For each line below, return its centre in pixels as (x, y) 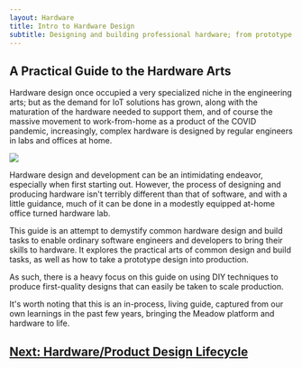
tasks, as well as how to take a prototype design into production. (129, 260)
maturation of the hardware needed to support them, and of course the (141, 112)
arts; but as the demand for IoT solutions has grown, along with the (134, 102)
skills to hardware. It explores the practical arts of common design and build (150, 250)
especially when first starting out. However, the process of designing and (145, 185)
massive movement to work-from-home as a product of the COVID (133, 122)
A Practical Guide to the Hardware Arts (120, 71)
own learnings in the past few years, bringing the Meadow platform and (142, 314)
